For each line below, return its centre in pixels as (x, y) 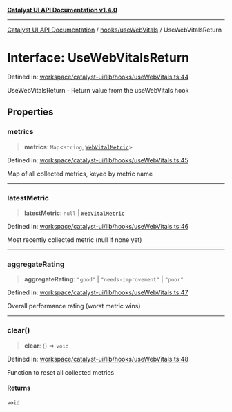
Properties (30, 112)
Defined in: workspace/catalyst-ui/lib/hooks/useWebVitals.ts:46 (98, 226)
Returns (19, 388)
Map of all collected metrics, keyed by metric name (80, 174)
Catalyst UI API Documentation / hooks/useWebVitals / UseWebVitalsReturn (115, 30)
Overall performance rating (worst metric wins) (74, 306)
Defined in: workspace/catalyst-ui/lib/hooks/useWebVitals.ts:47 (98, 292)
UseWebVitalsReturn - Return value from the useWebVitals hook (98, 90)
